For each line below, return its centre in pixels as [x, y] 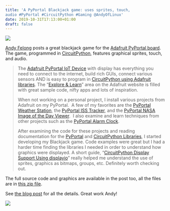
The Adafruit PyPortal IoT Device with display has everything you [86, 68]
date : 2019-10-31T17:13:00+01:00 [41, 19]
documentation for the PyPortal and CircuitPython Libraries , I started [89, 137]
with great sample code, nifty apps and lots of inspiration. [78, 90]
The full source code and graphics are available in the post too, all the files [83, 179]
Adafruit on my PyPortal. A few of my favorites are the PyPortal [84, 105]
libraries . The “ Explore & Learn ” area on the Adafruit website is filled [89, 85]
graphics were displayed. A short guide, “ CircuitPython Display [83, 153]
